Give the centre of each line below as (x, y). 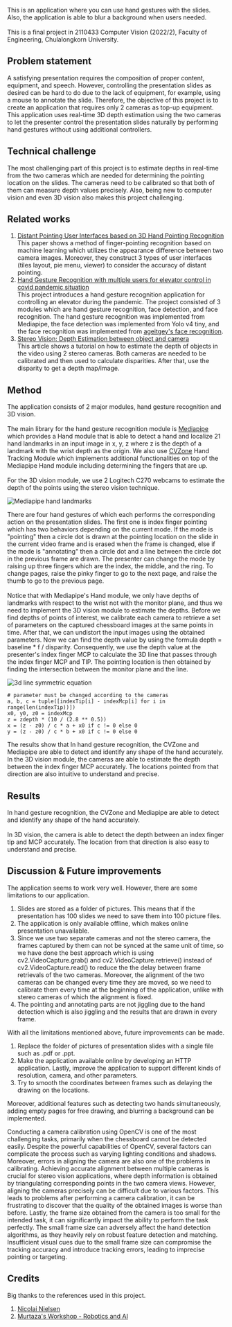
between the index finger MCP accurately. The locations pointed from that (113, 767)
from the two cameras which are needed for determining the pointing (106, 175)
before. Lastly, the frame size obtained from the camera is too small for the (114, 1213)
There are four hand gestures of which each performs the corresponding (111, 515)
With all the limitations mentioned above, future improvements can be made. (116, 1032)
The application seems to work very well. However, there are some (102, 888)
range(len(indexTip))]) (42, 708)
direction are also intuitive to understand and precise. (83, 774)
